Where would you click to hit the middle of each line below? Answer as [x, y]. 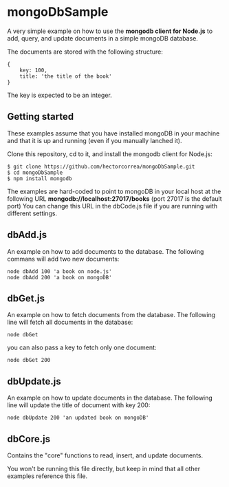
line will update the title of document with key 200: [79, 405]
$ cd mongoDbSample [35, 173]
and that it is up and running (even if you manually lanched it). [95, 140]
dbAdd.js [27, 235]
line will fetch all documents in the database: [70, 322]
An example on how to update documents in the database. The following [110, 398]
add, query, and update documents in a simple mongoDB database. [102, 38]
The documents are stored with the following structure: [85, 52]
